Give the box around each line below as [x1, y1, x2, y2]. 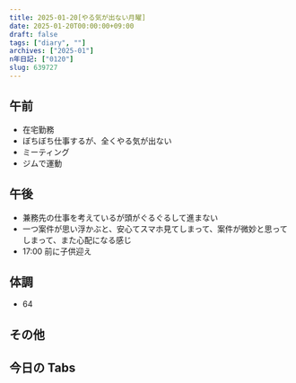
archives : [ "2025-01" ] [9, 47, 94, 56]
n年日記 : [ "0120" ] [9, 55, 74, 64]
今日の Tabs [9, 361, 76, 376]
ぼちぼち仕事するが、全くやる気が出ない [22, 135, 172, 146]
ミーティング [22, 146, 70, 157]
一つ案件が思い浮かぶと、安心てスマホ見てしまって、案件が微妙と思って [22, 223, 289, 234]
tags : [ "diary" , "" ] [9, 38, 87, 48]
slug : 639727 [9, 64, 58, 73]
